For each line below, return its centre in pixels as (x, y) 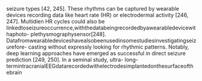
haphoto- (18, 34)
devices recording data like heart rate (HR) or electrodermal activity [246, (97, 15)
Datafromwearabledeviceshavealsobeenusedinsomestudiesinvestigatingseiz (101, 40)
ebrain (14, 72)
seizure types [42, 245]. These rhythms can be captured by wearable (93, 9)
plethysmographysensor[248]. (68, 34)
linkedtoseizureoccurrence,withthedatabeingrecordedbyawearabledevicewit (101, 28)
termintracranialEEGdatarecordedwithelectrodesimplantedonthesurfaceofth (100, 66)
